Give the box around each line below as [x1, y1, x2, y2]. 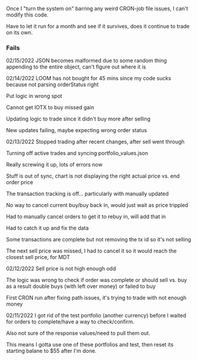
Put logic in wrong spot [6, 93, 63, 100]
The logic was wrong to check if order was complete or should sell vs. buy [6, 277, 188, 284]
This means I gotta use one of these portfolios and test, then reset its [6, 341, 174, 348]
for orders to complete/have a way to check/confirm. [6, 318, 134, 325]
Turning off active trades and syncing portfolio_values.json [6, 150, 149, 157]
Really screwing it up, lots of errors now [6, 161, 103, 168]
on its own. [6, 29, 33, 36]
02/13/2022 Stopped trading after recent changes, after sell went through [6, 138, 185, 145]
